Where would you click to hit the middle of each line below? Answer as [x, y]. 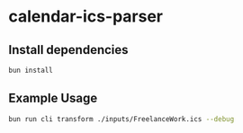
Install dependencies [68, 50]
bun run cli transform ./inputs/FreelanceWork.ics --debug [121, 119]
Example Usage [53, 98]
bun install [31, 70]
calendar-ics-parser [86, 17]
